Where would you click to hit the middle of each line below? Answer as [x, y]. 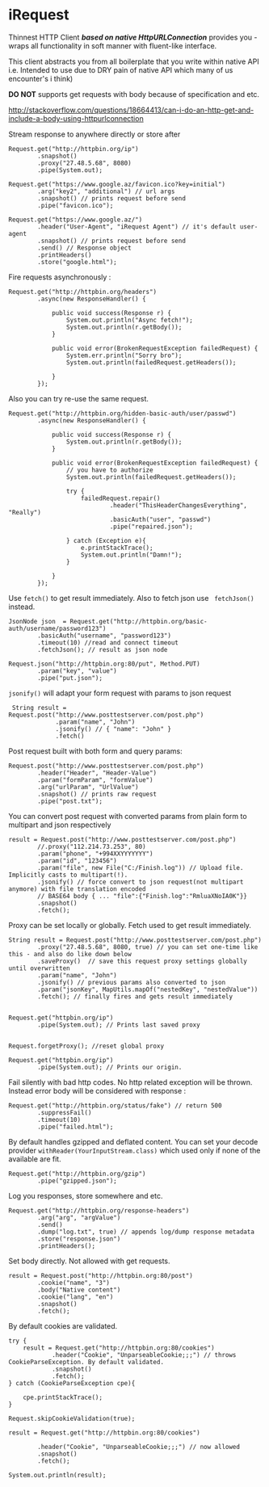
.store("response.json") [79, 1239]
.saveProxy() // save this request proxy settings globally [143, 961]
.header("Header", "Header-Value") [97, 773]
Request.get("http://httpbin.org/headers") [83, 292]
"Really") [25, 512]
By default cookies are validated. [63, 1325]
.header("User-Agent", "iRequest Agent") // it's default [137, 227]
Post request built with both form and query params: [96, 751]
